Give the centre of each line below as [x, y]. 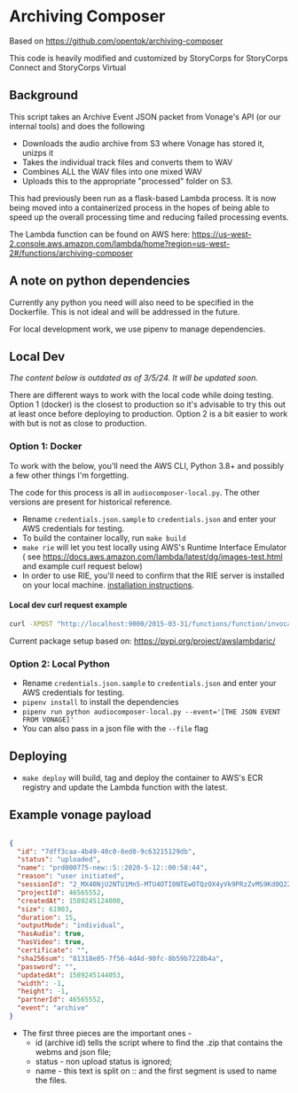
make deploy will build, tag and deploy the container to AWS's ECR [142, 777]
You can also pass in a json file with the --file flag [115, 729]
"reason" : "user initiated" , [71, 876]
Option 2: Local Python [60, 664]
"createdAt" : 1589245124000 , [71, 901]
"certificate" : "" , [53, 950]
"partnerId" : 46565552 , [61, 1000]
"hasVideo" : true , [51, 942]
